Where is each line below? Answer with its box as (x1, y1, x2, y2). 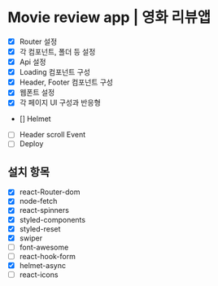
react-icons (19, 270, 59, 279)
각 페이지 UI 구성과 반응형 (19, 97, 101, 107)
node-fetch (19, 197, 58, 206)
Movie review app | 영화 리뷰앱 (7, 8, 211, 27)
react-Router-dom (19, 187, 81, 197)
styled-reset (19, 223, 61, 233)
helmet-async (19, 260, 67, 270)
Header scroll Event (19, 130, 86, 140)
